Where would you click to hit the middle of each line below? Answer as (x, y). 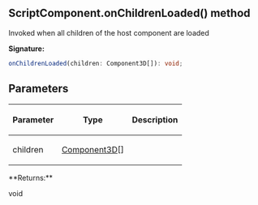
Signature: (26, 49)
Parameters (39, 89)
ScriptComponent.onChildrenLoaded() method (129, 13)
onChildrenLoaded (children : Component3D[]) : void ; (96, 63)
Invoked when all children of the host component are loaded (109, 32)
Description (155, 119)
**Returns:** (31, 177)
